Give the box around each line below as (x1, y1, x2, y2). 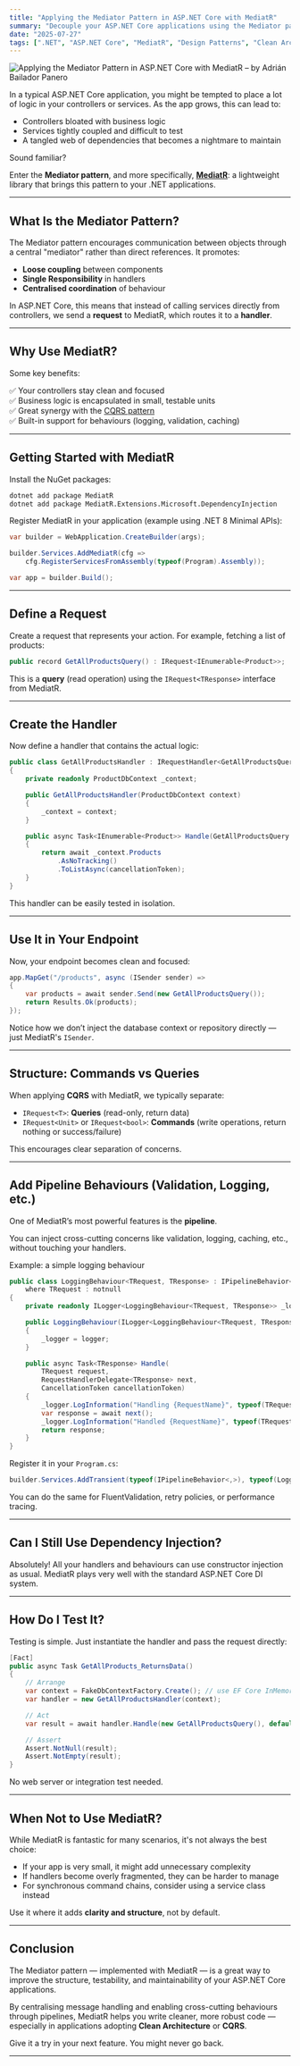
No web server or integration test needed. (9, 1776, 163, 1787)
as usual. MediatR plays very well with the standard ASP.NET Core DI (9, 1568, 263, 1579)
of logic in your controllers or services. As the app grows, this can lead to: (9, 99, 281, 110)
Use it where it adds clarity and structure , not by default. (9, 1907, 221, 1918)
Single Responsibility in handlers (21, 273, 146, 284)
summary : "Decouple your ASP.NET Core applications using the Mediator (9, 21, 281, 30)
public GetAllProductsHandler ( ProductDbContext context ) (25, 791, 242, 800)
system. (9, 1578, 38, 1589)
